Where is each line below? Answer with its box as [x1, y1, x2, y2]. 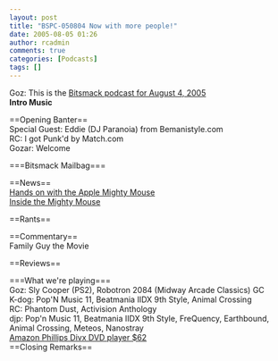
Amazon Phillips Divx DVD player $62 [9, 332, 147, 342]
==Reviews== [9, 257, 61, 268]
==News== [9, 177, 52, 188]
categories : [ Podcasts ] [9, 55, 98, 63]
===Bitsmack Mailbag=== [9, 160, 106, 171]
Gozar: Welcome [9, 142, 71, 153]
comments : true [9, 46, 66, 55]
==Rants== [9, 214, 51, 224]
